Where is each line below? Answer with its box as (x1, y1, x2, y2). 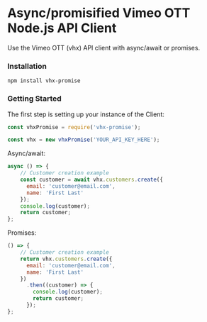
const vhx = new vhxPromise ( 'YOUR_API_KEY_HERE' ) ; (7, 136, 160, 143)
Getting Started (7, 94, 62, 104)
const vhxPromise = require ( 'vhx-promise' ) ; (7, 123, 141, 131)
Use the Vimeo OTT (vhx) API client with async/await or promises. (7, 43, 201, 52)
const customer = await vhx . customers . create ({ (20, 176, 163, 184)
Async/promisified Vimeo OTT (7, 5, 191, 21)
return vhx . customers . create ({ (20, 255, 113, 262)
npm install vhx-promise (7, 77, 81, 84)
